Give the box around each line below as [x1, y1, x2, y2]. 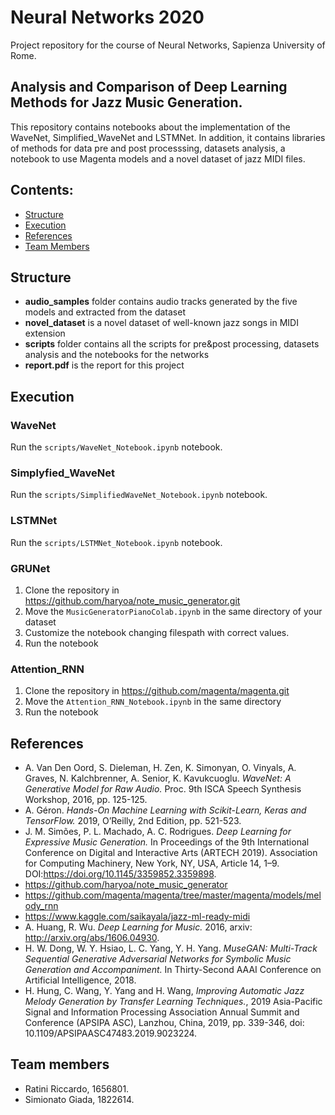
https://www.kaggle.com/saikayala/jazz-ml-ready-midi [24, 911, 251, 923]
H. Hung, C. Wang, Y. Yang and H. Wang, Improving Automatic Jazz [24, 985, 305, 997]
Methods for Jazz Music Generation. [10, 94, 243, 111]
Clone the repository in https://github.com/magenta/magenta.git [24, 685, 290, 697]
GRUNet [10, 561, 51, 575]
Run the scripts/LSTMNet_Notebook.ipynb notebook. [10, 536, 223, 548]
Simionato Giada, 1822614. [24, 1093, 135, 1105]
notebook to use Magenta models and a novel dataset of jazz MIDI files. [10, 152, 306, 165]
